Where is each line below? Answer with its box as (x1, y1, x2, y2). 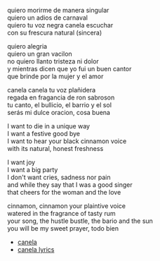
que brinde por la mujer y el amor (7, 72, 104, 80)
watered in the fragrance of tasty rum (7, 210, 116, 217)
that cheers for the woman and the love (7, 188, 121, 196)
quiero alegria (7, 42, 48, 50)
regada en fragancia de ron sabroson (7, 93, 115, 102)
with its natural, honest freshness (7, 145, 104, 152)
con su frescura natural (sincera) (7, 28, 102, 37)
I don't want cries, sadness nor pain (7, 173, 111, 181)
